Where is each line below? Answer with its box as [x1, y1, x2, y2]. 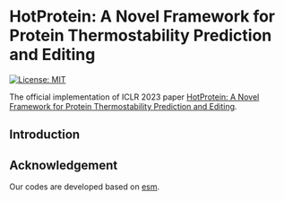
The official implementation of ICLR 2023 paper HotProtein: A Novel [9, 92, 260, 102]
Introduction [9, 127, 81, 143]
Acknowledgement [9, 157, 118, 172]
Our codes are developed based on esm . [9, 181, 160, 192]
